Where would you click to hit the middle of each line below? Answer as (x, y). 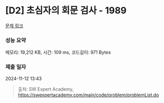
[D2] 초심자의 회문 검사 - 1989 (66, 11)
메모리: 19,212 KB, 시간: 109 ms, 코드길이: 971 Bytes (58, 52)
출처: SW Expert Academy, (46, 89)
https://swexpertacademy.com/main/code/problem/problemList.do (88, 95)
